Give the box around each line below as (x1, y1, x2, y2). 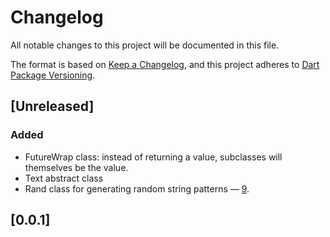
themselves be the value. (24, 161, 129, 173)
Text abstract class (24, 172, 104, 184)
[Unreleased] (10, 98, 95, 115)
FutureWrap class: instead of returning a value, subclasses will (24, 151, 283, 163)
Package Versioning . (10, 69, 96, 81)
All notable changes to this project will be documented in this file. (10, 39, 280, 51)
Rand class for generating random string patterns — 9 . (24, 182, 250, 195)
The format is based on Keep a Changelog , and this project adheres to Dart (10, 58, 320, 70)
